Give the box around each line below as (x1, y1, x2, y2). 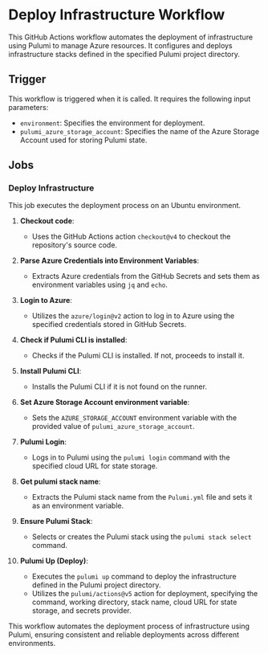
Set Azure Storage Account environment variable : (19, 398, 190, 407)
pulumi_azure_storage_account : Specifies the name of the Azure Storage (19, 126, 259, 136)
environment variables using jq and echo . (31, 280, 169, 290)
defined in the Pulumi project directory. (31, 580, 161, 590)
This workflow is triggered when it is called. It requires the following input (8, 94, 251, 104)
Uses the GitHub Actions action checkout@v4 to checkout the (31, 231, 231, 242)
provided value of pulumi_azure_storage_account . (31, 422, 195, 431)
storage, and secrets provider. (31, 606, 132, 615)
